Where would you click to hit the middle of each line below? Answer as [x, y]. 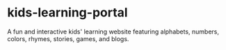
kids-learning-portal [67, 13]
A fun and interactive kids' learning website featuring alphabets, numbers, [113, 32]
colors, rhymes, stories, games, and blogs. [68, 38]
